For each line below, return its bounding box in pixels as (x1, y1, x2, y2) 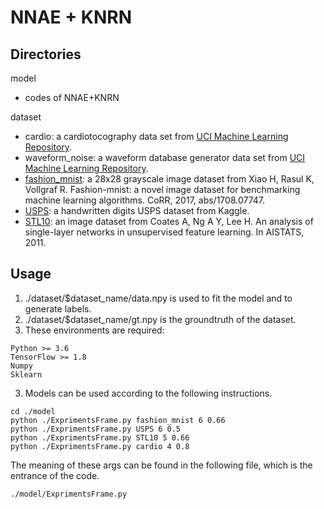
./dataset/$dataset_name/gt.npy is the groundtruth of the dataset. (24, 313, 297, 325)
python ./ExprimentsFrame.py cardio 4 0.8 (10, 441, 190, 451)
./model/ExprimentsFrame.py (10, 489, 128, 499)
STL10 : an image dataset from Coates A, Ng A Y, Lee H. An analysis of (24, 216, 314, 227)
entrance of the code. (10, 469, 100, 481)
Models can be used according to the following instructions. (24, 387, 273, 399)
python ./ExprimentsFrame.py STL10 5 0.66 (10, 432, 190, 443)
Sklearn (10, 369, 43, 380)
